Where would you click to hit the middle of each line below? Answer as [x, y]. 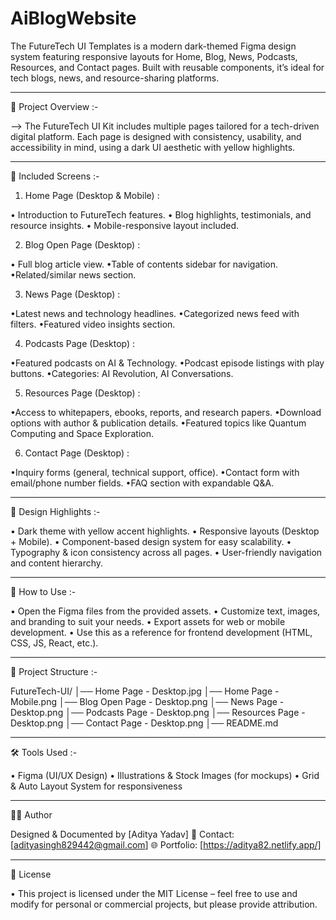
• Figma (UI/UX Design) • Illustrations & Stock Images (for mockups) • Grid [165, 775]
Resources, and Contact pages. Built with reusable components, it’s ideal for [167, 67]
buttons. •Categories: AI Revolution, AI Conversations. [122, 373]
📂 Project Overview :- [54, 106]
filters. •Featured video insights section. [93, 324]
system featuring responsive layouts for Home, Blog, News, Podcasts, [154, 56]
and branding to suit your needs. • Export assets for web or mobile [148, 621]
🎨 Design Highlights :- [55, 511]
